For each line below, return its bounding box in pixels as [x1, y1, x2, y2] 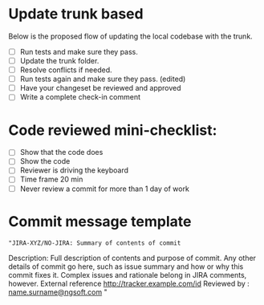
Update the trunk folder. [19, 56, 100, 65]
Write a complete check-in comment [19, 92, 141, 102]
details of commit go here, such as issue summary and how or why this [8, 262, 244, 271]
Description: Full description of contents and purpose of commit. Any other [8, 253, 257, 262]
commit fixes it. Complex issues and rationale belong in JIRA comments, [8, 270, 247, 279]
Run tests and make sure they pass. [19, 47, 139, 56]
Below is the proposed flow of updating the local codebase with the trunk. [8, 31, 253, 41]
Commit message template [8, 212, 192, 230]
